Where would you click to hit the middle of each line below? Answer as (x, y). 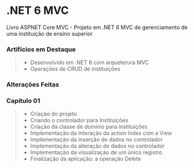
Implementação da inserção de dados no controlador (96, 140)
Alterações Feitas (33, 85)
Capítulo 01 (23, 101)
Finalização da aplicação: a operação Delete (85, 159)
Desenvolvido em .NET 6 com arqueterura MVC (89, 63)
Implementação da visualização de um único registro (96, 152)
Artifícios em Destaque (41, 49)
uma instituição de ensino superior (49, 33)
